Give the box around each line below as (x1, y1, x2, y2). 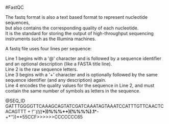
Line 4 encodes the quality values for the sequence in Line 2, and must (5, 82, 155, 88)
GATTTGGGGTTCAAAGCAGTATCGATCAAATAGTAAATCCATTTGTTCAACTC (5, 103, 164, 109)
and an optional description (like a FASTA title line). (5, 61, 112, 67)
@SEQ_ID (5, 98, 26, 104)
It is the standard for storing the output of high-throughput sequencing (5, 30, 154, 36)
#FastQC (5, 5, 24, 10)
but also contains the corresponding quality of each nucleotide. (5, 25, 139, 31)
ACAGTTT (5, 109, 27, 114)
